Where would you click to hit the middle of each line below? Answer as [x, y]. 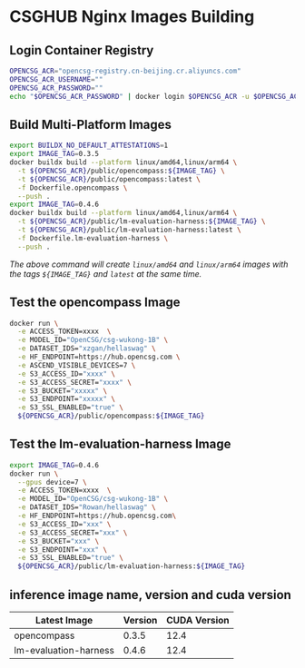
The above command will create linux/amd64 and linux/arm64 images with [149, 264]
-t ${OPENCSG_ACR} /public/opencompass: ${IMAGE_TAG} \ [121, 171]
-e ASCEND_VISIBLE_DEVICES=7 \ [77, 365]
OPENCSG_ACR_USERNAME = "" [56, 79]
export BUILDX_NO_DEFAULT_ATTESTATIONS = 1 [89, 146]
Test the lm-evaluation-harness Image [120, 444]
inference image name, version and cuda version [151, 595]
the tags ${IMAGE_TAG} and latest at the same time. [106, 273]
